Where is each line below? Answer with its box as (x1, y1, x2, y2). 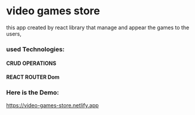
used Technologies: (6, 45, 65, 53)
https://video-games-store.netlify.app (6, 102, 99, 109)
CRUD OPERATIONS (6, 60, 57, 67)
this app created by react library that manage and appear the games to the (6, 24, 190, 31)
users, (6, 30, 22, 37)
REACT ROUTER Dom (6, 73, 60, 81)
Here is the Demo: (6, 88, 60, 97)
